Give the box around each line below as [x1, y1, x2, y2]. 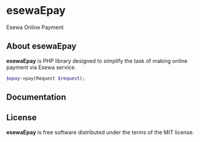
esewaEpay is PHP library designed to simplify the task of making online [6, 57, 188, 64]
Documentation [6, 92, 67, 103]
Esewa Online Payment [6, 24, 64, 31]
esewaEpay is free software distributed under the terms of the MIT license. [6, 128, 195, 136]
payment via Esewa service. [6, 63, 76, 71]
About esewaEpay [6, 41, 77, 51]
